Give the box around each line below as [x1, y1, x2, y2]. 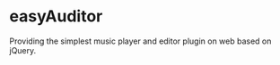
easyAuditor [9, 6, 103, 27]
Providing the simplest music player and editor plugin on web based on [9, 36, 272, 46]
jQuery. [9, 45, 37, 55]
